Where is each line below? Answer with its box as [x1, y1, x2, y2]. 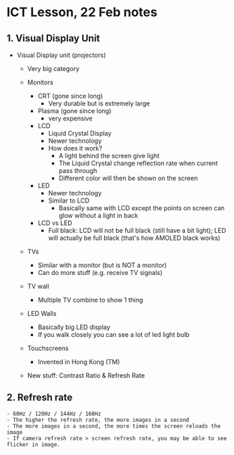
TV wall [27, 282, 50, 290]
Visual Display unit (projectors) [16, 51, 106, 59]
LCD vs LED [37, 219, 72, 227]
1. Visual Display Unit [6, 32, 100, 44]
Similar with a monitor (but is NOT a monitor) [37, 261, 167, 269]
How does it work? [48, 144, 103, 152]
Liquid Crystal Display [48, 129, 112, 137]
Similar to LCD [48, 196, 90, 205]
